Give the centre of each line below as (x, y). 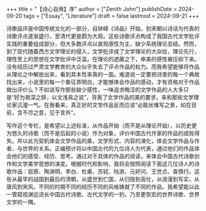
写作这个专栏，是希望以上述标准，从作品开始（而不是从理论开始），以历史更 (102, 125)
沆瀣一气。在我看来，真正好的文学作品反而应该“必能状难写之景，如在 (104, 105)
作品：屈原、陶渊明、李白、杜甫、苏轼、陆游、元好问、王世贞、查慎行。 (103, 171)
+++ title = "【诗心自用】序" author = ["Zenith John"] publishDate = (92, 9)
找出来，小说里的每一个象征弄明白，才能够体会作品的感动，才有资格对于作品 (103, 82)
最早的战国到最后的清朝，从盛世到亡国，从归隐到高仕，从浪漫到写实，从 (108, 179)
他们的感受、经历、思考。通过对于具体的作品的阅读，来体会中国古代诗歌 (103, 156)
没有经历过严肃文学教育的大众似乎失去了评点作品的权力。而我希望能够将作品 (103, 67)
